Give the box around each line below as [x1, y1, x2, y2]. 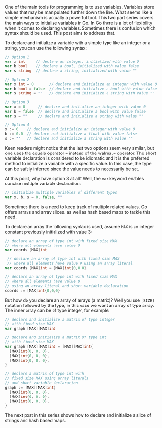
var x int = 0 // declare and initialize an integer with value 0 [5, 82, 157, 87]
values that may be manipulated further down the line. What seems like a [5, 9, 153, 15]
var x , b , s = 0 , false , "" [5, 194, 63, 200]
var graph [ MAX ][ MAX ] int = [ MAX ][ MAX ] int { [5, 344, 93, 349]
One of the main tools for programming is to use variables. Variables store [5, 4, 155, 10]
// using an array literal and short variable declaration [5, 283, 129, 288]
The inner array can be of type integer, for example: [5, 307, 110, 313]
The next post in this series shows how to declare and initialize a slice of [5, 412, 151, 418]
